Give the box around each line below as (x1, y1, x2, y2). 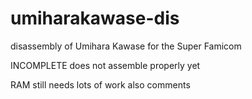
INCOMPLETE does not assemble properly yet (10, 59, 201, 71)
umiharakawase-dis (10, 7, 180, 30)
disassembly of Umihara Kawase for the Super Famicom (10, 40, 242, 52)
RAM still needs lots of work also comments (10, 78, 191, 91)
